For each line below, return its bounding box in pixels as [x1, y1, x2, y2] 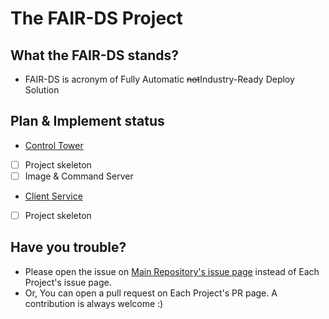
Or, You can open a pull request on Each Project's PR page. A [24, 287, 278, 299]
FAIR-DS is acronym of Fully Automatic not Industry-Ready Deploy [24, 73, 295, 85]
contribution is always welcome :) [24, 297, 164, 309]
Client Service [24, 190, 83, 202]
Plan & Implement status [10, 113, 165, 130]
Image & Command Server [24, 170, 134, 182]
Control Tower [24, 139, 84, 151]
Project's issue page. [24, 276, 112, 288]
